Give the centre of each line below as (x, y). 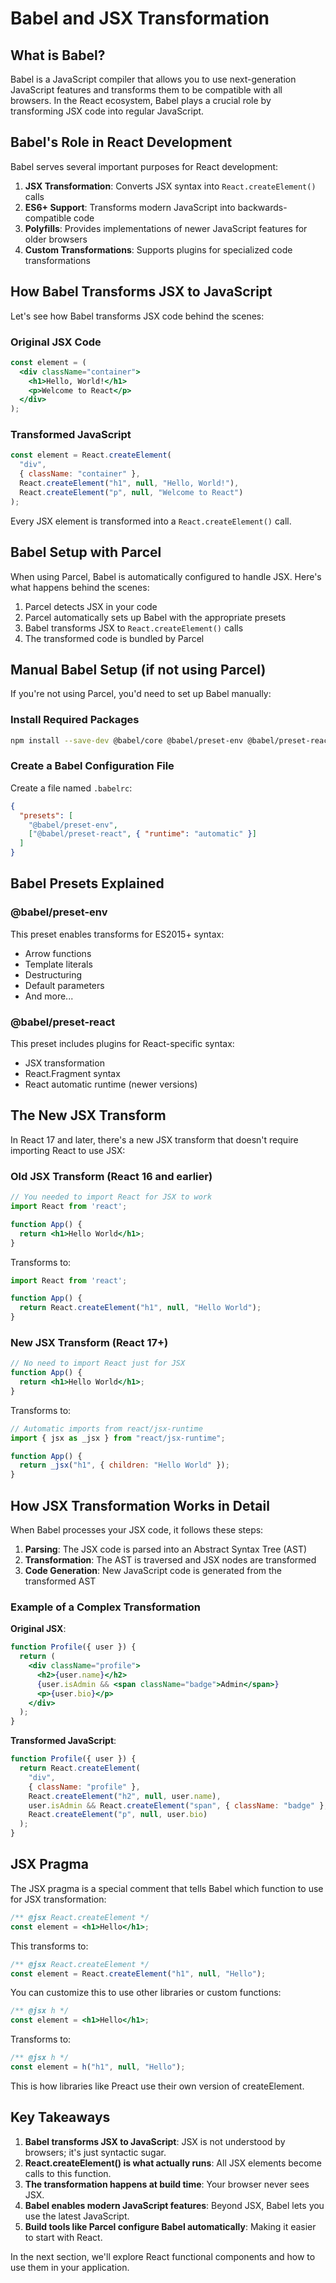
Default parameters (64, 985)
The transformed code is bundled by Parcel (114, 638)
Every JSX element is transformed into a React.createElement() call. (151, 521)
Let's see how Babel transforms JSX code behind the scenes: (137, 316)
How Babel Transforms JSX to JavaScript (141, 292)
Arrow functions (58, 953)
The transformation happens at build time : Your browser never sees (167, 2184)
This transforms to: (49, 1946)
